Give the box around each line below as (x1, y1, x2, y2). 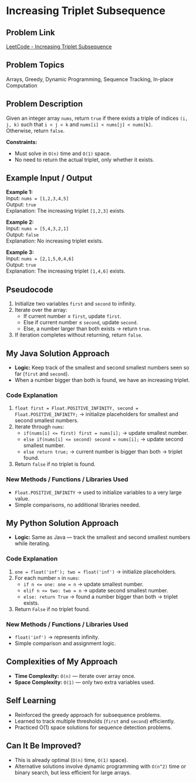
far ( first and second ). (14, 370, 69, 377)
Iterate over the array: (14, 307, 67, 314)
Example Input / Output (6, 173, 93, 183)
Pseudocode (6, 284, 54, 294)
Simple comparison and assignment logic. (14, 640, 116, 647)
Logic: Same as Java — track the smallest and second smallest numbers (14, 533, 191, 541)
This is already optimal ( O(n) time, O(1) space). (14, 756, 128, 763)
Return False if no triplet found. (14, 605, 90, 612)
